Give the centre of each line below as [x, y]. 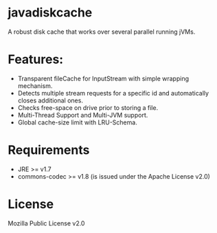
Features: [36, 59]
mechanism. [35, 86]
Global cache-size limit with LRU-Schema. [78, 122]
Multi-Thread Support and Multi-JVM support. [83, 115]
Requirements [49, 150]
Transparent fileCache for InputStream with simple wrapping [103, 78]
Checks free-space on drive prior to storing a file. [88, 107]
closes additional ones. [50, 100]
